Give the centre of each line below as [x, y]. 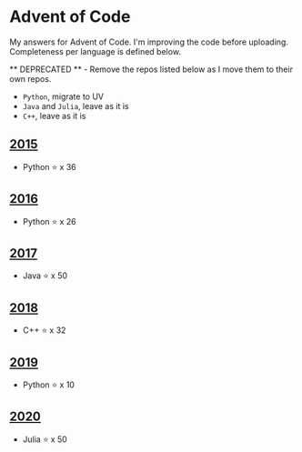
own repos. [30, 78]
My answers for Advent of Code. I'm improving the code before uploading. [149, 42]
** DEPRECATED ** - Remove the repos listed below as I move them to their [151, 69]
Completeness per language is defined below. [96, 51]
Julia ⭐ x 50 [45, 439]
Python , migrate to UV [63, 96]
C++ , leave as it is [54, 116]
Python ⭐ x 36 [49, 166]
